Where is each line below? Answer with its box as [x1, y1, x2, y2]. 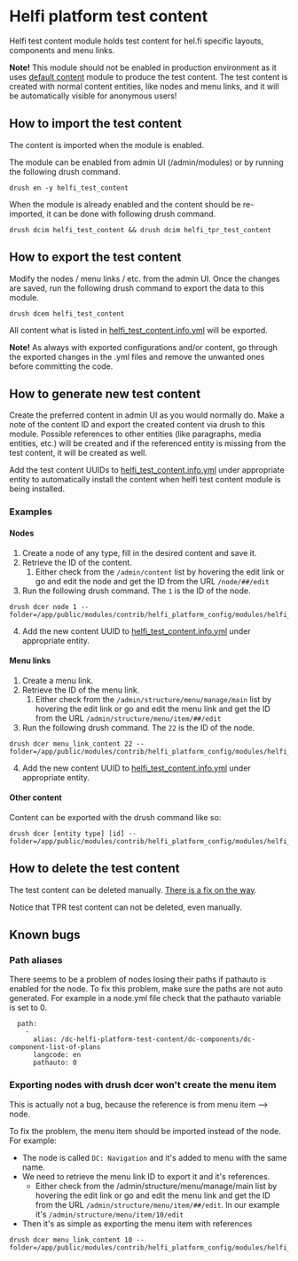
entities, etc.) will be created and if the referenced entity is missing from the [9, 438, 286, 449]
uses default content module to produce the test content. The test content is [9, 71, 288, 82]
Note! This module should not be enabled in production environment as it [9, 62, 277, 73]
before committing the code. [9, 361, 114, 372]
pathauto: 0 [32, 1058, 77, 1068]
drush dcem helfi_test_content [9, 309, 125, 318]
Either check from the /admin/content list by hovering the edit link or [35, 566, 286, 577]
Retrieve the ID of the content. [21, 557, 133, 568]
